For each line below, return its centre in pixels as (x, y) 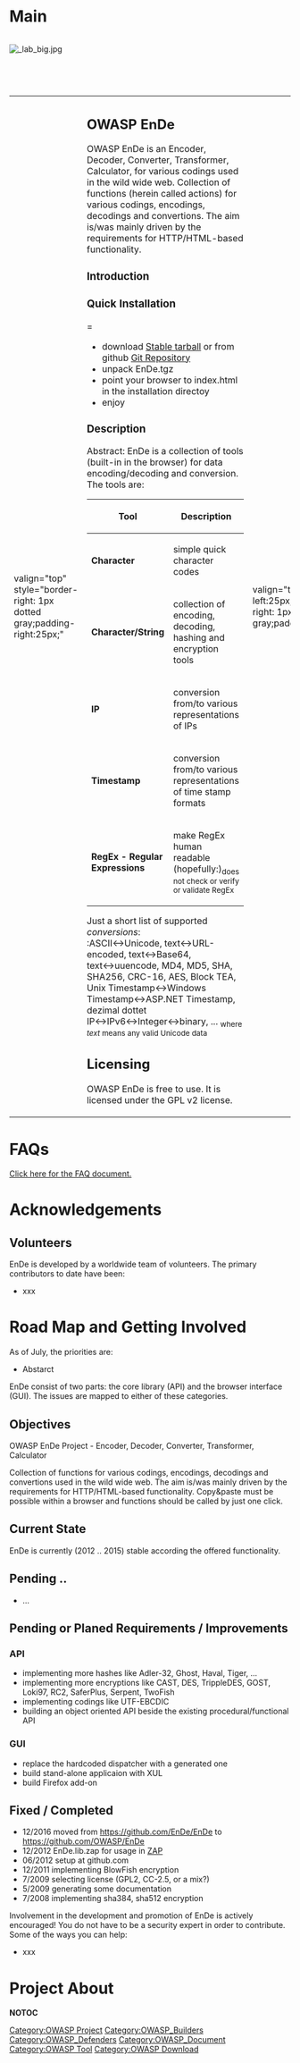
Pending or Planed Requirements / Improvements (149, 1629)
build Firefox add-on (60, 1782)
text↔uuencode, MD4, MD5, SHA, (160, 965)
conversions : (113, 931)
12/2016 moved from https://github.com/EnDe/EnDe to (122, 1832)
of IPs (185, 726)
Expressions (118, 868)
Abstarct (38, 1369)
